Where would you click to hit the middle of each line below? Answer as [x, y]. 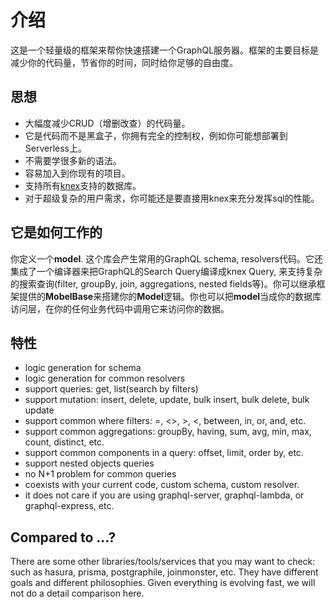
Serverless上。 [56, 148]
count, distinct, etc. [64, 442]
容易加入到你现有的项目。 [77, 173]
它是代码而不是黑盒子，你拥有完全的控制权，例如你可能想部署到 [156, 135]
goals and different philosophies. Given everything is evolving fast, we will [163, 583]
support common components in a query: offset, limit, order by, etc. [164, 453]
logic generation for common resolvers [105, 378]
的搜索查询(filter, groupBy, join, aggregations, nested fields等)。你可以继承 [163, 283]
